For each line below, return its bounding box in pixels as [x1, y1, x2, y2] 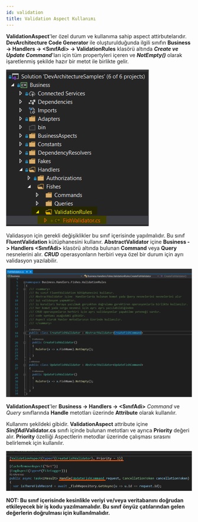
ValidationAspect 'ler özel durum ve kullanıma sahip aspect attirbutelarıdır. [6, 32, 187, 39]
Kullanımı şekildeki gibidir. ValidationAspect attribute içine [6, 420, 148, 427]
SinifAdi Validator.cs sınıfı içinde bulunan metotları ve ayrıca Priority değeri [6, 427, 190, 434]
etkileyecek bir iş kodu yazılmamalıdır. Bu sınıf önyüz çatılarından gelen [6, 503, 185, 510]
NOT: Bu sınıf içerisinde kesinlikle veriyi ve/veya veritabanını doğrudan [6, 497, 184, 504]
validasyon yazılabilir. [6, 257, 58, 264]
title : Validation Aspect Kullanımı [6, 15, 96, 22]
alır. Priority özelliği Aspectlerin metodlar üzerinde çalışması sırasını [6, 433, 171, 440]
